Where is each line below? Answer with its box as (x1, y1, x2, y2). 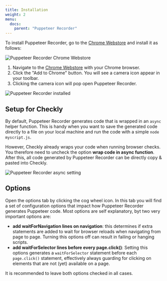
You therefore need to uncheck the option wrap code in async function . (5, 149, 154, 155)
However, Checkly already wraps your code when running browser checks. (5, 144, 161, 150)
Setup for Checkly (5, 105, 63, 113)
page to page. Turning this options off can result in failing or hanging (12, 234, 154, 240)
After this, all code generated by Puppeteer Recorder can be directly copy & (5, 154, 162, 161)
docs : (10, 21, 22, 27)
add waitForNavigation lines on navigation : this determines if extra (12, 223, 153, 229)
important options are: (5, 213, 51, 219)
